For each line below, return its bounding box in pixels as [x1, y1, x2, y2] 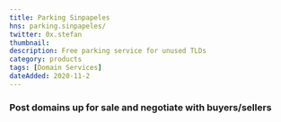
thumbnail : [9, 38, 50, 48]
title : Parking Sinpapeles [9, 13, 110, 22]
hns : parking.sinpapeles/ [9, 22, 106, 30]
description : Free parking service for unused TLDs [9, 47, 206, 56]
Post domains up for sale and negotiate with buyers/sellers [9, 100, 272, 113]
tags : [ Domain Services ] [9, 64, 102, 73]
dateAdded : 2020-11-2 [9, 72, 91, 81]
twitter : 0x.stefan [9, 30, 83, 39]
